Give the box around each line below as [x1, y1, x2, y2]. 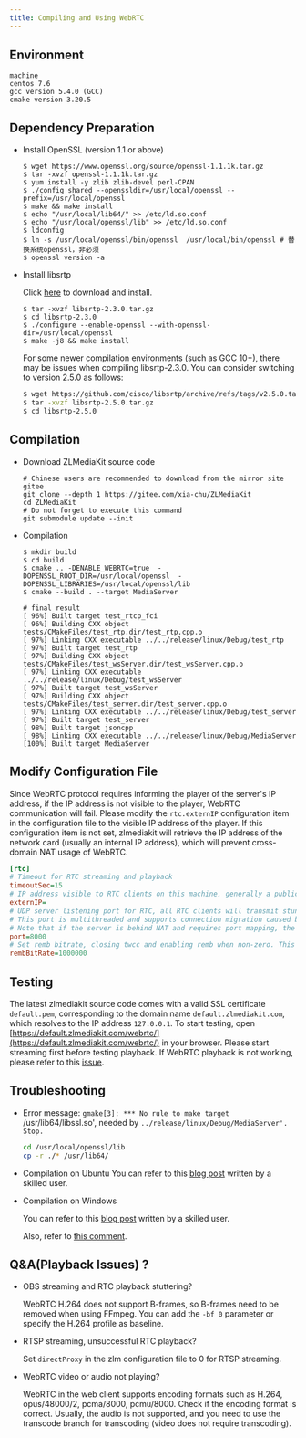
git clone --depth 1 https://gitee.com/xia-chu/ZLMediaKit [22, 489, 252, 499]
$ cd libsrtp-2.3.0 [22, 312, 97, 322]
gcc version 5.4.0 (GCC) [9, 88, 104, 97]
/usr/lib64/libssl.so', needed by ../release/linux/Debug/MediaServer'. [22, 1117, 289, 1128]
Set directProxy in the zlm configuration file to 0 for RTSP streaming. [22, 1353, 282, 1365]
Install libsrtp [22, 269, 71, 280]
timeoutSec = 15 [9, 881, 64, 890]
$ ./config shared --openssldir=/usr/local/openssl [22, 186, 223, 195]
